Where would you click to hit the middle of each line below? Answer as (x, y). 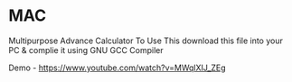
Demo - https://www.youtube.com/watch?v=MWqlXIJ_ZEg (117, 68)
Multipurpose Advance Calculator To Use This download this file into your (146, 41)
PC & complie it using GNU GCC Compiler (86, 50)
